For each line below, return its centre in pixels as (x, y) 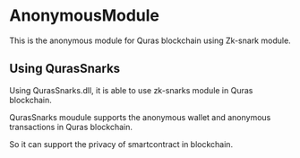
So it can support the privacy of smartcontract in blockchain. (121, 144)
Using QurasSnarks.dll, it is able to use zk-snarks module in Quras (131, 90)
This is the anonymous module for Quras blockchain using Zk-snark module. (150, 40)
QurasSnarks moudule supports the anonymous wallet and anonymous (140, 117)
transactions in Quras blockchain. (71, 127)
